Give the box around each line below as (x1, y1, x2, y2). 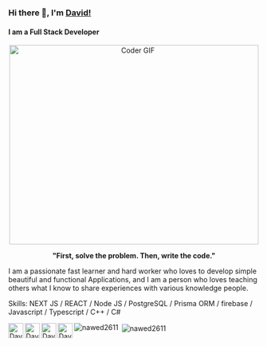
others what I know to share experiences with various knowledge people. (8, 283, 249, 293)
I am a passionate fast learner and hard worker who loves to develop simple (8, 266, 257, 276)
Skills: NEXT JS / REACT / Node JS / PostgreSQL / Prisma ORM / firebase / (8, 299, 253, 309)
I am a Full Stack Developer (8, 27, 100, 37)
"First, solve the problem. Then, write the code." (52, 251, 216, 261)
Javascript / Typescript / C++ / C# (8, 307, 121, 317)
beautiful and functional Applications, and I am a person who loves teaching (8, 275, 257, 285)
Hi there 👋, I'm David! (8, 7, 92, 18)
